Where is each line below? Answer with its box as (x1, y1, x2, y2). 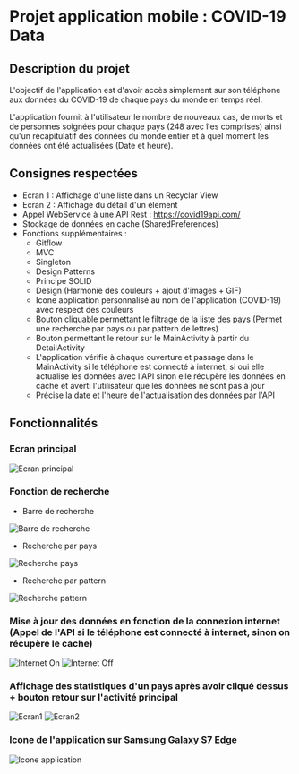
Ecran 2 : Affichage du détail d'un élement (21, 199, 178, 210)
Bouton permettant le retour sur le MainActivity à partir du (35, 332, 249, 343)
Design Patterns (35, 266, 96, 277)
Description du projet (9, 61, 131, 76)
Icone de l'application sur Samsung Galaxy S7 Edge (9, 734, 237, 746)
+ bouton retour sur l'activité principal (9, 692, 179, 704)
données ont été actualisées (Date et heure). (9, 141, 174, 150)
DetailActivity (35, 342, 85, 353)
